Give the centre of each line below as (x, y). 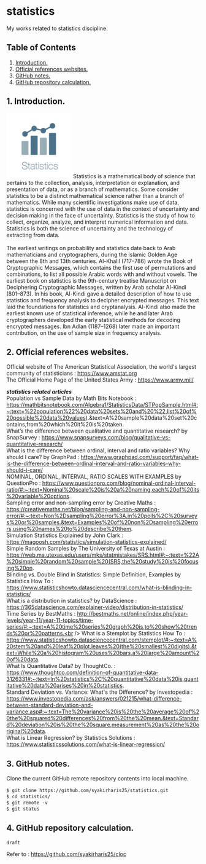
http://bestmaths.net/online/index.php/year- (132, 614)
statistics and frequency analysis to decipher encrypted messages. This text (103, 300)
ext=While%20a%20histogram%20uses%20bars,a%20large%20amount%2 (103, 653)
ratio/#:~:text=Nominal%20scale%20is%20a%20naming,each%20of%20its (103, 490)
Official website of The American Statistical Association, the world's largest (101, 367)
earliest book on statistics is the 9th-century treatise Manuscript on (91, 280)
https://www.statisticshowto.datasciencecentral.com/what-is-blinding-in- (99, 587)
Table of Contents (41, 48)
